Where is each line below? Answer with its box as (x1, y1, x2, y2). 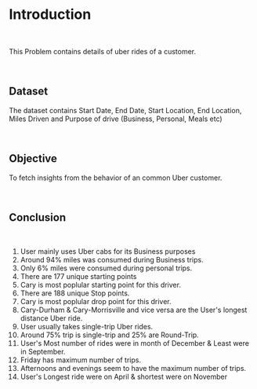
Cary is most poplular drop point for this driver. (20, 297, 172, 306)
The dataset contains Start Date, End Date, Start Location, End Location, (9, 105, 242, 115)
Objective (9, 152, 58, 166)
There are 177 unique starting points (20, 272, 137, 281)
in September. (20, 347, 66, 357)
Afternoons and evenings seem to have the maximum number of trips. (20, 364, 246, 373)
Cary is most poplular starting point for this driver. (20, 281, 181, 290)
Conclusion (9, 211, 67, 224)
